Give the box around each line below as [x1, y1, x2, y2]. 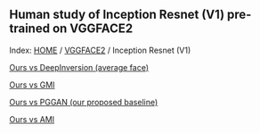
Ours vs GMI [9, 79, 55, 90]
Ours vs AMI [9, 113, 55, 124]
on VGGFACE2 [52, 21, 134, 37]
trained [9, 21, 51, 37]
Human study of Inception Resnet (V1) [9, 7, 225, 22]
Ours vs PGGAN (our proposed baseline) [9, 96, 158, 107]
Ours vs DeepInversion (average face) [9, 62, 150, 72]
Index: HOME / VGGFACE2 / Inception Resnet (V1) [9, 45, 191, 55]
